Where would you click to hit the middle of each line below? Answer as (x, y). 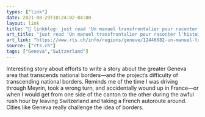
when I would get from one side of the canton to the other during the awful (100, 94)
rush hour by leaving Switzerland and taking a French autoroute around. (97, 101)
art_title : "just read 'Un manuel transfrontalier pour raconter (91, 35)
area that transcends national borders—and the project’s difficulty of (92, 75)
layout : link (23, 23)
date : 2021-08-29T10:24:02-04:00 (49, 18)
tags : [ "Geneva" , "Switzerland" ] (47, 52)
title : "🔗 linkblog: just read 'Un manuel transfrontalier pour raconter (102, 29)
